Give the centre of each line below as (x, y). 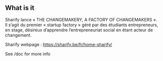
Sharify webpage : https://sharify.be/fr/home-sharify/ (59, 44)
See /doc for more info (28, 54)
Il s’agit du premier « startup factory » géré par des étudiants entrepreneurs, (82, 25)
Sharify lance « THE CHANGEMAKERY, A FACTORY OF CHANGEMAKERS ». (81, 19)
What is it (20, 8)
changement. (18, 35)
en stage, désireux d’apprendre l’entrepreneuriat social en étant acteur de (79, 30)
